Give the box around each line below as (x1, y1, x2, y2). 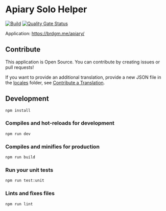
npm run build (5, 155, 36, 160)
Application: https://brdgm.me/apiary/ (5, 30, 85, 36)
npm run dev (5, 131, 31, 136)
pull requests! (5, 64, 34, 70)
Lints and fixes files (5, 190, 55, 197)
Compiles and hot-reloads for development (5, 120, 115, 127)
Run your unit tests (5, 167, 54, 174)
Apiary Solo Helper (5, 4, 87, 15)
